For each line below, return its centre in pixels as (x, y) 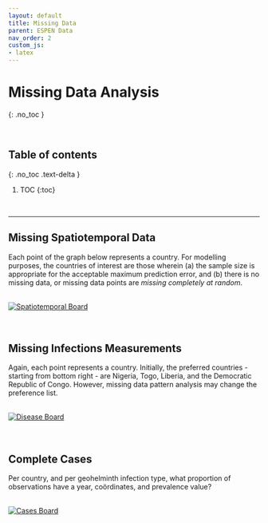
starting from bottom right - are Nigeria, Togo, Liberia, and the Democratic (130, 376)
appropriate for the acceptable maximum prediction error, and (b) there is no (134, 274)
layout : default (35, 16)
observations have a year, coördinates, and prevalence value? (110, 487)
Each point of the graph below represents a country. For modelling (117, 257)
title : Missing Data (43, 23)
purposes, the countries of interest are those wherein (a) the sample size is (132, 265)
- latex (21, 53)
